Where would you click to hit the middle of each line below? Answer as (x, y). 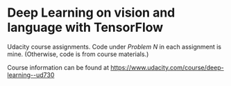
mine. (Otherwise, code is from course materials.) (78, 54)
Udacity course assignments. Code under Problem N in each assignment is (114, 46)
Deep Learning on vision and (91, 13)
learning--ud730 (31, 75)
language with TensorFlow (85, 27)
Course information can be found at (58, 67)
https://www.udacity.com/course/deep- (167, 67)
